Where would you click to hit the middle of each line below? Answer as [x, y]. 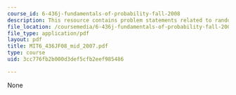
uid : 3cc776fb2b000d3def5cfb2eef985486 [66, 59]
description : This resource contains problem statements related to [110, 20]
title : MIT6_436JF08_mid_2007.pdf [58, 46]
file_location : [29, 27]
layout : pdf [25, 40]
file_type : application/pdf [48, 33]
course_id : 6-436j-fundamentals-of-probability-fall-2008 [94, 14]
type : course [26, 53]
